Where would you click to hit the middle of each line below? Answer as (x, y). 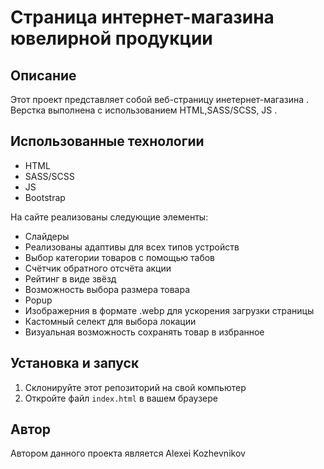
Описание (43, 75)
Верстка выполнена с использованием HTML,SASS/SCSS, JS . (144, 110)
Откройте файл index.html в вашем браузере (121, 398)
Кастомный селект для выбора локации (110, 321)
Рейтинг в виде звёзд (70, 278)
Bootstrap (45, 197)
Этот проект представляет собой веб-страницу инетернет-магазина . (160, 99)
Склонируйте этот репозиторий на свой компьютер (135, 387)
